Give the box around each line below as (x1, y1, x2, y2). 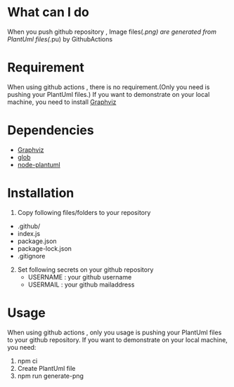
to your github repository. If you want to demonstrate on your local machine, (7, 335, 228, 344)
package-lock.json (17, 244, 72, 253)
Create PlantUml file (17, 364, 76, 372)
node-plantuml (17, 160, 61, 169)
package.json (17, 237, 58, 245)
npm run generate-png (17, 372, 84, 380)
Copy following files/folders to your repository (17, 208, 151, 216)
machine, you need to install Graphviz (7, 98, 117, 106)
